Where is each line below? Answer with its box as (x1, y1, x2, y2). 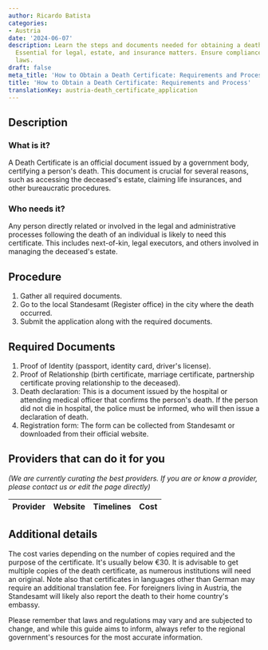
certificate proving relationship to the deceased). (19, 377, 181, 388)
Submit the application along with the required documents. (19, 317, 213, 326)
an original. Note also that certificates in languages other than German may (8, 574, 255, 584)
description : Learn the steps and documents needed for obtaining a (8, 42, 241, 50)
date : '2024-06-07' (8, 34, 73, 42)
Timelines (93, 500, 132, 512)
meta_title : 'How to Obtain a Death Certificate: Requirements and (8, 71, 238, 79)
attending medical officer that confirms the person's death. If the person (19, 395, 258, 405)
